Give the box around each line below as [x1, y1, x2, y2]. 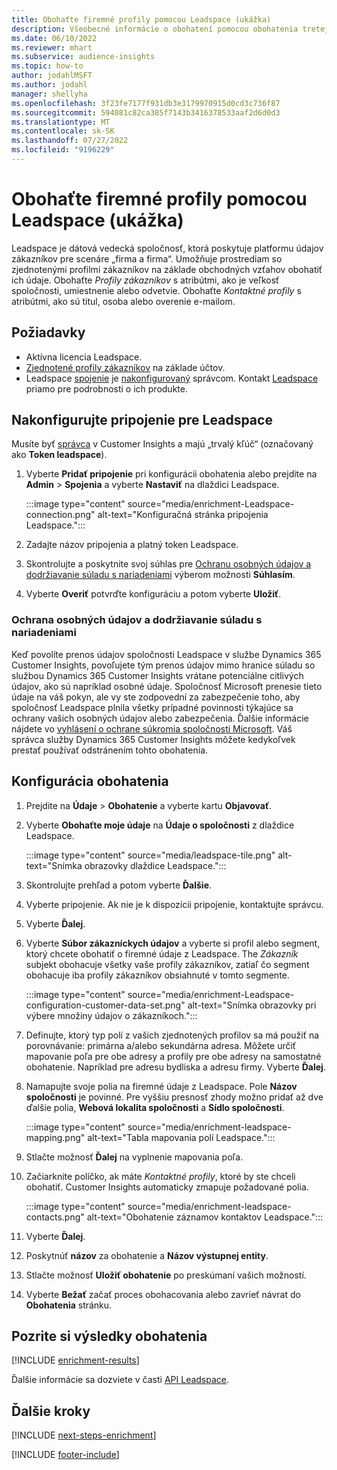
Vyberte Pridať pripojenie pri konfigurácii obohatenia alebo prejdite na [25, 468, 318, 480]
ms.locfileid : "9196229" [11, 145, 115, 155]
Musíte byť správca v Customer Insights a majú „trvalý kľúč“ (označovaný [11, 438, 314, 450]
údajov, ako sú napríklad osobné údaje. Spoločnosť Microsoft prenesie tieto [11, 680, 323, 692]
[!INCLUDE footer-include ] [11, 1449, 120, 1461]
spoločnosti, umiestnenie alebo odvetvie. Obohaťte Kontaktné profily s [11, 284, 302, 296]
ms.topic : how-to [11, 61, 84, 71]
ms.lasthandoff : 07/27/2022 [11, 136, 129, 146]
